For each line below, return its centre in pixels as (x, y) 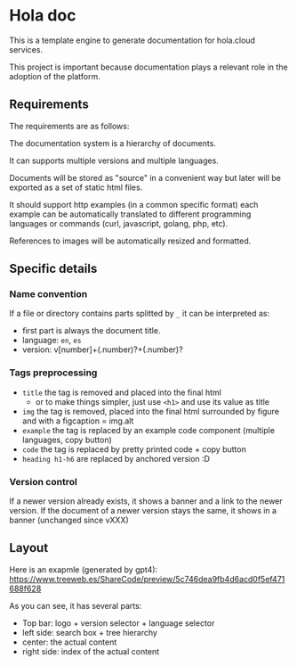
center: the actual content (69, 642)
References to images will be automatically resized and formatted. (130, 241)
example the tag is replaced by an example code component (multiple (148, 430)
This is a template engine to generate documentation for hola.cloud (132, 40)
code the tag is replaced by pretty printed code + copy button (134, 449)
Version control (43, 481)
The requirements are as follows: (69, 126)
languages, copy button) (67, 440)
